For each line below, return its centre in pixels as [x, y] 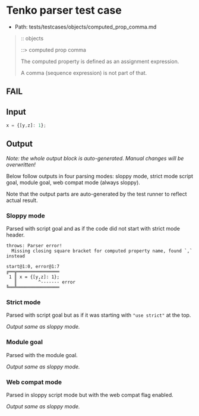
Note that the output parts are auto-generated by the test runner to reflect [97, 194]
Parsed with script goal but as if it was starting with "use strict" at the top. [99, 315]
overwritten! [21, 165]
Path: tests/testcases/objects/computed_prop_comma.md [86, 27]
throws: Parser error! [34, 246]
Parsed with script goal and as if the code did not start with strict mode [93, 229]
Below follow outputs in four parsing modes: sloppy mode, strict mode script [100, 176]
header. [15, 235]
